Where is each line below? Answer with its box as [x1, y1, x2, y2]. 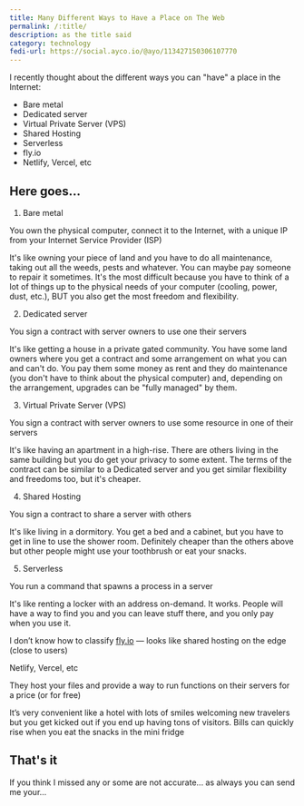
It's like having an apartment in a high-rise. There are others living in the [9, 444, 279, 455]
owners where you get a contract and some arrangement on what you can [9, 353, 288, 364]
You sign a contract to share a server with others [9, 508, 192, 519]
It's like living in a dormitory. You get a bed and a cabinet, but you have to [9, 526, 284, 536]
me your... [9, 786, 47, 797]
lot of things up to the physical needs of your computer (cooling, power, [9, 280, 279, 291]
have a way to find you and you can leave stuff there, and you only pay [9, 607, 274, 618]
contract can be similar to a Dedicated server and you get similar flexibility [9, 464, 288, 475]
